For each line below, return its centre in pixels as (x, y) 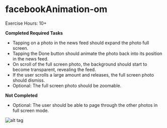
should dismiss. (29, 80)
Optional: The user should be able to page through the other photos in (85, 105)
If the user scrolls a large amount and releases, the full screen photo (83, 75)
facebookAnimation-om (56, 9)
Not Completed (21, 95)
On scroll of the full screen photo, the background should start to (80, 64)
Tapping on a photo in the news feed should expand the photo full (81, 43)
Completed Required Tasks (34, 33)
